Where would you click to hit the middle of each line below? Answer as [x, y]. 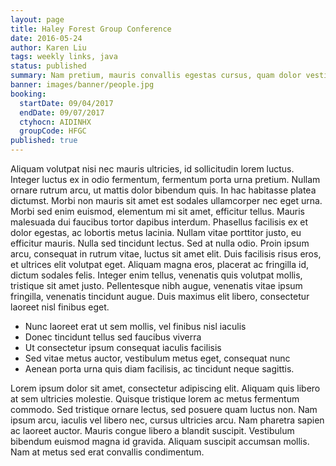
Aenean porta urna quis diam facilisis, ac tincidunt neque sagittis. [159, 369]
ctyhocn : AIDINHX [55, 122]
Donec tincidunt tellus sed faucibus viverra [113, 337]
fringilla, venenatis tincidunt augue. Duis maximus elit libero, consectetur [160, 296]
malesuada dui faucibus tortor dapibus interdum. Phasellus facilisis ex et [159, 222]
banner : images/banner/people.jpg [82, 85]
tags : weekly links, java [64, 57]
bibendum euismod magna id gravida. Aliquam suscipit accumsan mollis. [160, 441]
